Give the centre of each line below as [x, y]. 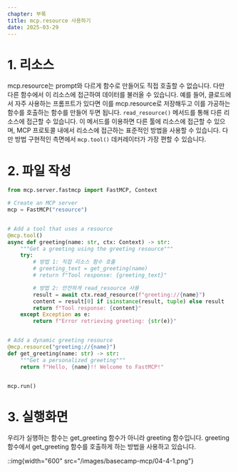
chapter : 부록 [27, 14]
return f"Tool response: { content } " [87, 308]
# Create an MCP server [43, 203]
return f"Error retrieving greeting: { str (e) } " [105, 322]
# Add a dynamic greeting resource [60, 340]
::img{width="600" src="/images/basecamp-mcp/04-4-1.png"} [101, 461]
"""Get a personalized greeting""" [73, 360]
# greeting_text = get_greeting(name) [90, 269]
